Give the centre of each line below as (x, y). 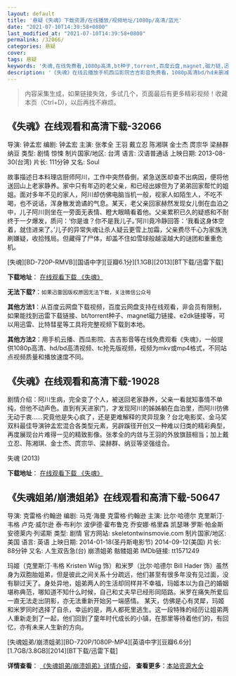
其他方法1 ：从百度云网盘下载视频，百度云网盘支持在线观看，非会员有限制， (117, 307)
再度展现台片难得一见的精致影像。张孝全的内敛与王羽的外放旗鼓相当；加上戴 (118, 435)
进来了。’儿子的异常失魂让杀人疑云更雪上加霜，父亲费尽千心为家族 (126, 230)
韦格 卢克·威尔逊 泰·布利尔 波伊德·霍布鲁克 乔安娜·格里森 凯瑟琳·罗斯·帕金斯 (115, 524)
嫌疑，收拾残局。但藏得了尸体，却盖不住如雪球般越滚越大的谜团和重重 (114, 239)
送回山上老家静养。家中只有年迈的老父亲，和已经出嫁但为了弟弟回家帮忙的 (115, 186)
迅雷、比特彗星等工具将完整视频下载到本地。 (84, 324)
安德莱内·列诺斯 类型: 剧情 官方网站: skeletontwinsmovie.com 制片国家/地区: (117, 533)
